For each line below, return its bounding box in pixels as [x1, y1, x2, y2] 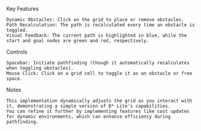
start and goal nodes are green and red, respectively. [6, 38, 149, 44]
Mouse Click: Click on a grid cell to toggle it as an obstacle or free [6, 70, 193, 76]
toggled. [6, 27, 28, 33]
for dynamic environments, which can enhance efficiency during [6, 114, 171, 120]
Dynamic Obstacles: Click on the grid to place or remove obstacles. [6, 17, 185, 23]
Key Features [6, 5, 39, 12]
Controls [6, 48, 28, 55]
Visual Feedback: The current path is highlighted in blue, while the [6, 32, 187, 38]
